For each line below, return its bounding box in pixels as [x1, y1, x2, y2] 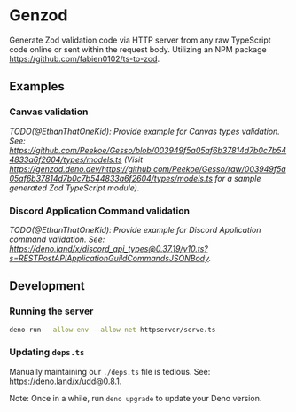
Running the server [9, 305, 94, 317]
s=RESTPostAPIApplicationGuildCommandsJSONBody [9, 253, 210, 263]
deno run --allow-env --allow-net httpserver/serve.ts [9, 325, 216, 334]
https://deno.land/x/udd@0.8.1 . [9, 376, 122, 386]
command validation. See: [9, 234, 105, 245]
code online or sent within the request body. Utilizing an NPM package [9, 43, 268, 54]
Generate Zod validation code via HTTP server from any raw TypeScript [9, 35, 272, 45]
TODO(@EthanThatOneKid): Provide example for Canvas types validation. [9, 126, 281, 136]
